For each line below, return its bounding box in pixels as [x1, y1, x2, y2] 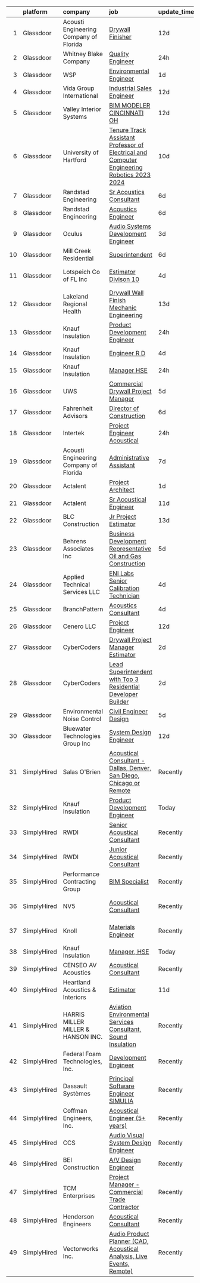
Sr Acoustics [109, 188, 145, 196]
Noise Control [62, 715, 102, 723]
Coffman [62, 1107, 87, 1115]
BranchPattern [62, 605, 104, 613]
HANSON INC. [62, 1033, 103, 1041]
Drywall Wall [109, 289, 144, 297]
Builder [109, 698, 129, 706]
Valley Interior [62, 105, 102, 113]
